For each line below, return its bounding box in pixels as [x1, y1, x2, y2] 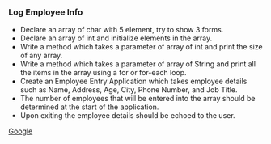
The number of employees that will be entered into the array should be [19, 94, 256, 104]
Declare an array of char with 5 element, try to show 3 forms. [19, 25, 224, 35]
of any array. [19, 51, 63, 61]
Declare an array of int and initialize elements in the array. [19, 33, 213, 43]
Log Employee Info [8, 6, 83, 18]
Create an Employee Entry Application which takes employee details [19, 76, 248, 87]
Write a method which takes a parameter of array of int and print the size [19, 42, 263, 52]
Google [8, 126, 33, 136]
